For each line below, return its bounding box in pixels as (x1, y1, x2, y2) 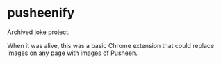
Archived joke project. (7, 28, 71, 36)
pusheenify (7, 5, 75, 21)
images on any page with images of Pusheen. (7, 49, 138, 57)
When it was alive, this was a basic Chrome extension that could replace (7, 41, 214, 49)
